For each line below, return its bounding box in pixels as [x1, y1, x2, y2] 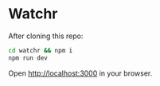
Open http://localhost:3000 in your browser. [8, 68, 153, 78]
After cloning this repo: [8, 31, 84, 41]
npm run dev [8, 53, 48, 62]
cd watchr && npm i [8, 46, 73, 54]
